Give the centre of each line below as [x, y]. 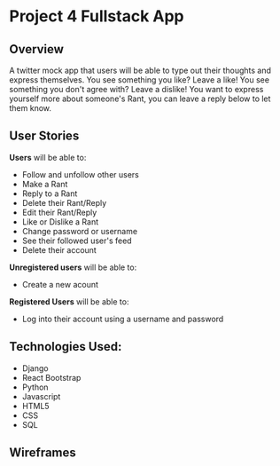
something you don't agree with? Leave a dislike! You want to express [136, 89]
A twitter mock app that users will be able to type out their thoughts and [140, 70]
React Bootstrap [51, 377]
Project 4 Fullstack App [97, 16]
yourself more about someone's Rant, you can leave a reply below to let [140, 99]
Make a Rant [45, 184]
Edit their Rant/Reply [59, 212]
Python [35, 387]
